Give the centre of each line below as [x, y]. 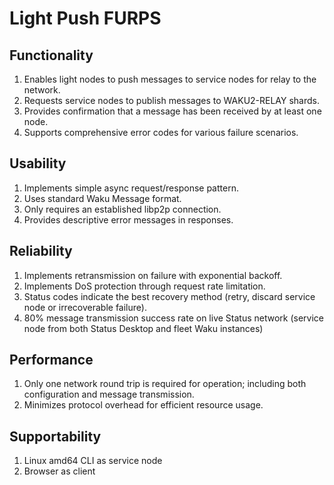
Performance [51, 360]
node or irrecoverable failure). [85, 307]
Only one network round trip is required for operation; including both [165, 384]
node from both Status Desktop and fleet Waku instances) [143, 328]
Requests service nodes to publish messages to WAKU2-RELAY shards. [171, 100]
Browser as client [59, 471]
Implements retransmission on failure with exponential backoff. [153, 275]
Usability [38, 163]
